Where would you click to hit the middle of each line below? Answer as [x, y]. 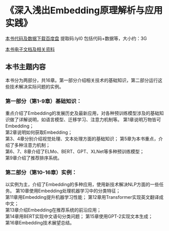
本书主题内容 [26, 67]
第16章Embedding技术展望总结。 [40, 223]
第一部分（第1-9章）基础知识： [44, 101]
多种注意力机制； [32, 145]
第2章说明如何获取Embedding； [39, 132]
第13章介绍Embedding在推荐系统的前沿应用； [53, 210]
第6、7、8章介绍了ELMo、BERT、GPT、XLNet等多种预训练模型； [75, 152]
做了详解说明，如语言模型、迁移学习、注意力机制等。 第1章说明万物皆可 [85, 120]
